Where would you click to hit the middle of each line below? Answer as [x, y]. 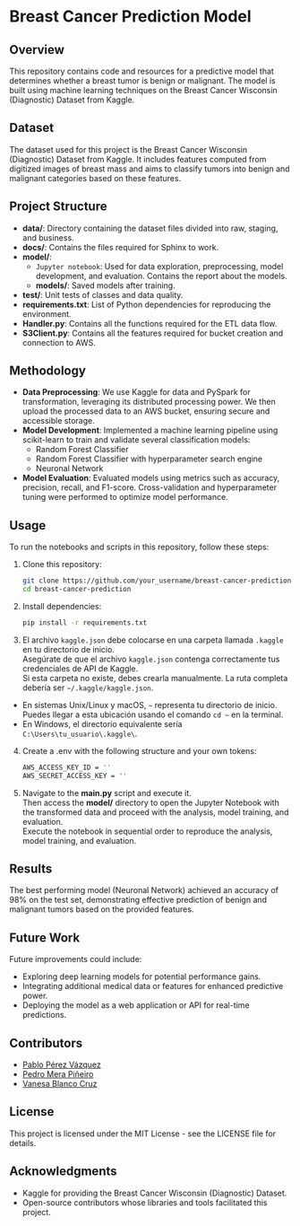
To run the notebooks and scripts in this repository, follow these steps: [139, 547]
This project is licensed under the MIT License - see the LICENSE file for [142, 1134]
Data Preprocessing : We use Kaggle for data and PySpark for [136, 392]
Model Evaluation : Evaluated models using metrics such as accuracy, [151, 478]
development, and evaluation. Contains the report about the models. [162, 276]
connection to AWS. [59, 342]
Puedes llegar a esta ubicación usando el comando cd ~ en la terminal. [153, 714]
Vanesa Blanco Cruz [60, 1084]
